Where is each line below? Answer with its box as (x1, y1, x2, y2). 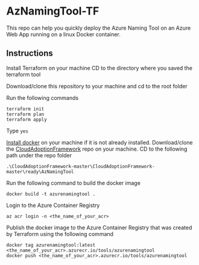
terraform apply (6, 116, 47, 122)
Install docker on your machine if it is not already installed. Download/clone (6, 139, 193, 146)
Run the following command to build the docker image (6, 179, 141, 186)
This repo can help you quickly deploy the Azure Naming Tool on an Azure (6, 24, 191, 31)
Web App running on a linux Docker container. (6, 30, 121, 38)
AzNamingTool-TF (6, 4, 99, 18)
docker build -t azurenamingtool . (6, 191, 96, 197)
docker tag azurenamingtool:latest (6, 242, 96, 248)
